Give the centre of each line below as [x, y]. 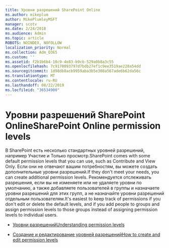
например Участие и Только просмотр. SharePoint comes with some [78, 156]
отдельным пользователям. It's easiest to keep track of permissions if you [83, 199]
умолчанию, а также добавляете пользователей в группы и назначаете [82, 188]
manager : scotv [21, 24]
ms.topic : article [24, 38]
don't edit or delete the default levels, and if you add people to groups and [82, 204]
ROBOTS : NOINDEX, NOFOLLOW [34, 43]
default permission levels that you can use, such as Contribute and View [80, 161]
